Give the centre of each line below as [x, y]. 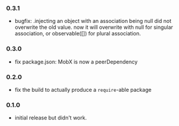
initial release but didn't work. [51, 118]
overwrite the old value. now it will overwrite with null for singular [94, 27]
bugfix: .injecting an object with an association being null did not [93, 21]
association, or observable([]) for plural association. [78, 34]
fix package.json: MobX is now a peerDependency [76, 62]
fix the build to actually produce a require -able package [83, 89]
